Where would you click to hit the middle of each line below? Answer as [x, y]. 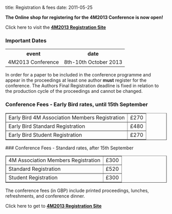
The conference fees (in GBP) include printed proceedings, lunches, [77, 190]
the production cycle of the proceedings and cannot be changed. [74, 91]
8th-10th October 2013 [93, 62]
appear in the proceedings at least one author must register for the [76, 80]
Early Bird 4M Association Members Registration [67, 118]
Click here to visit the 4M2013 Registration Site [56, 27]
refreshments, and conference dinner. [45, 196]
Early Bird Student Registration [45, 134]
